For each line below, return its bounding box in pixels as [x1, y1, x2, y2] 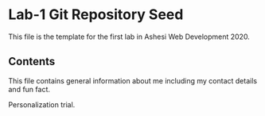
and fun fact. [8, 84, 50, 94]
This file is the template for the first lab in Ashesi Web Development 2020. [8, 32, 251, 41]
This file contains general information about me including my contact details [8, 75, 257, 85]
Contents [8, 55, 56, 68]
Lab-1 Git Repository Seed [8, 6, 184, 24]
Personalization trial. [8, 99, 76, 109]
